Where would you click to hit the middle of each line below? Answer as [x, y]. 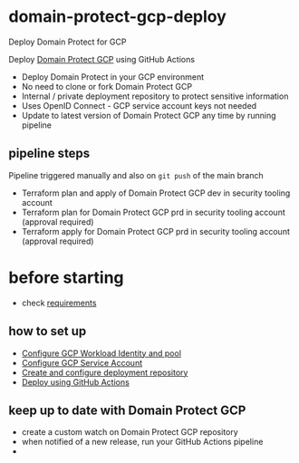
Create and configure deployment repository [105, 372]
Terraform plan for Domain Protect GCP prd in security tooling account [154, 212]
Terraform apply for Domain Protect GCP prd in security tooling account [156, 231]
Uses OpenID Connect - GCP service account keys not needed [139, 105]
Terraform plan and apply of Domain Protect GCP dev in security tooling [156, 193]
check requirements [59, 303]
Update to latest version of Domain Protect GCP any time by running [149, 115]
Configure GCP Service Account [82, 362]
